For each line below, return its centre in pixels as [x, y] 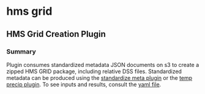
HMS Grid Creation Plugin [56, 34]
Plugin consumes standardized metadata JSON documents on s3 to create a [103, 65]
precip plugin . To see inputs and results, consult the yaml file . [84, 84]
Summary [21, 52]
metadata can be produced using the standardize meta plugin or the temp [99, 77]
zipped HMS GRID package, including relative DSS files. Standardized [94, 71]
